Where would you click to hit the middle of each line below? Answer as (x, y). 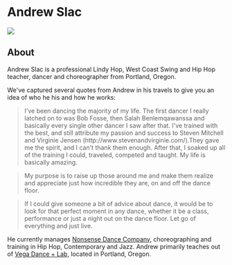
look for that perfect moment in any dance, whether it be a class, (116, 211)
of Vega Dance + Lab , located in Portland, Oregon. (79, 254)
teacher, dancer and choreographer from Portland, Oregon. (92, 76)
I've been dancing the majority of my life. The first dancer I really (116, 111)
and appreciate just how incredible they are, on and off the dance (117, 183)
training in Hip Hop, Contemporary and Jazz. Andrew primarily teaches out (114, 246)
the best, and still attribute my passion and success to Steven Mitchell (124, 133)
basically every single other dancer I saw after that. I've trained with (121, 125)
